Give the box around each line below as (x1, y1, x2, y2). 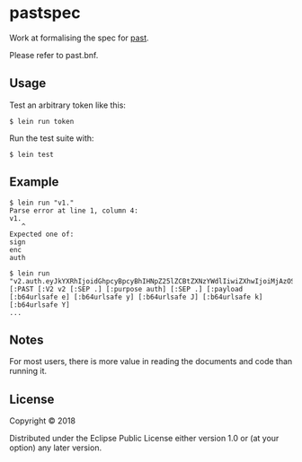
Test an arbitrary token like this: (9, 100, 126, 110)
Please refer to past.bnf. (9, 49, 99, 60)
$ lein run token (9, 117, 75, 126)
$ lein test (9, 150, 54, 159)
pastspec (9, 3, 81, 23)
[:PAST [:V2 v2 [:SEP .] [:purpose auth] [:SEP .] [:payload (9, 284, 244, 293)
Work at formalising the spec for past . (9, 32, 150, 43)
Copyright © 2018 (9, 415, 76, 426)
